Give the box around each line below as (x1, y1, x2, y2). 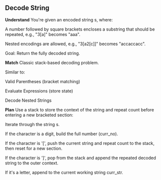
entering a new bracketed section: (5, 112, 74, 118)
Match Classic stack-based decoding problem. (5, 59, 99, 65)
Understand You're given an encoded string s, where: (5, 17, 113, 22)
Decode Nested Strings (5, 97, 52, 103)
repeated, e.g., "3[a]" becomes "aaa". (5, 31, 80, 37)
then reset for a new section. (5, 145, 63, 151)
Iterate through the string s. (5, 121, 60, 127)
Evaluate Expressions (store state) (5, 88, 74, 94)
